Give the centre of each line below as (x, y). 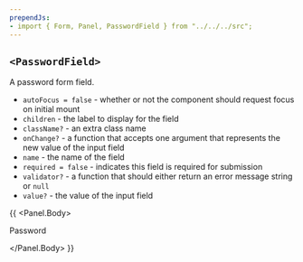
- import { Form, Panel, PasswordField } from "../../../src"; (131, 26)
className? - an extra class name (84, 128)
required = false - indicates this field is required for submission (142, 167)
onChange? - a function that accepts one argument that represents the (151, 138)
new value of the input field (73, 148)
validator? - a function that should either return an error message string (157, 176)
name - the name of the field (73, 157)
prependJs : (30, 18)
